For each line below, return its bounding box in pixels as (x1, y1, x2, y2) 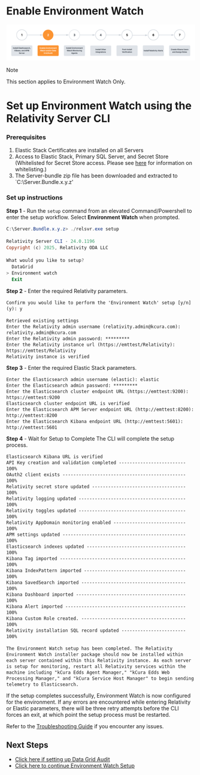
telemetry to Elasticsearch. (6, 681, 79, 687)
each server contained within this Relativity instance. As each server (6, 658, 192, 664)
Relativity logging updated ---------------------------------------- (6, 496, 186, 502)
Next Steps (6, 740, 49, 750)
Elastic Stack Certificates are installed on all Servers (14, 147, 144, 154)
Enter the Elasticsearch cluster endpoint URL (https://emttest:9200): (6, 388, 189, 394)
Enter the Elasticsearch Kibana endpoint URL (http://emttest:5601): (6, 418, 184, 424)
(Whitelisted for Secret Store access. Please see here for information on (14, 159, 193, 167)
